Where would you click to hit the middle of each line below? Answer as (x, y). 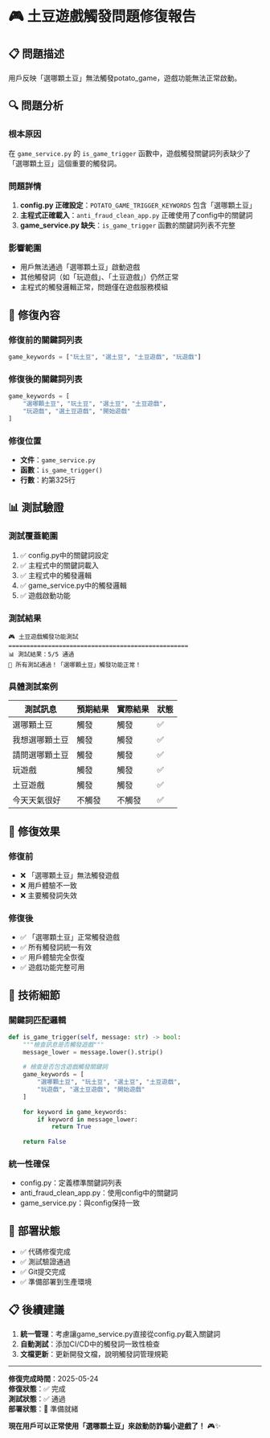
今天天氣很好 (37, 801)
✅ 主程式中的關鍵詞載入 (59, 565)
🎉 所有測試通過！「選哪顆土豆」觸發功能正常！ (75, 665)
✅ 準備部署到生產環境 (56, 1282)
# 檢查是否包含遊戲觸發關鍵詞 (65, 1067)
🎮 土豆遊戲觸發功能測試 (43, 637)
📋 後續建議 (37, 1310)
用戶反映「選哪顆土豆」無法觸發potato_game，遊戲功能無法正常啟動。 (125, 78)
